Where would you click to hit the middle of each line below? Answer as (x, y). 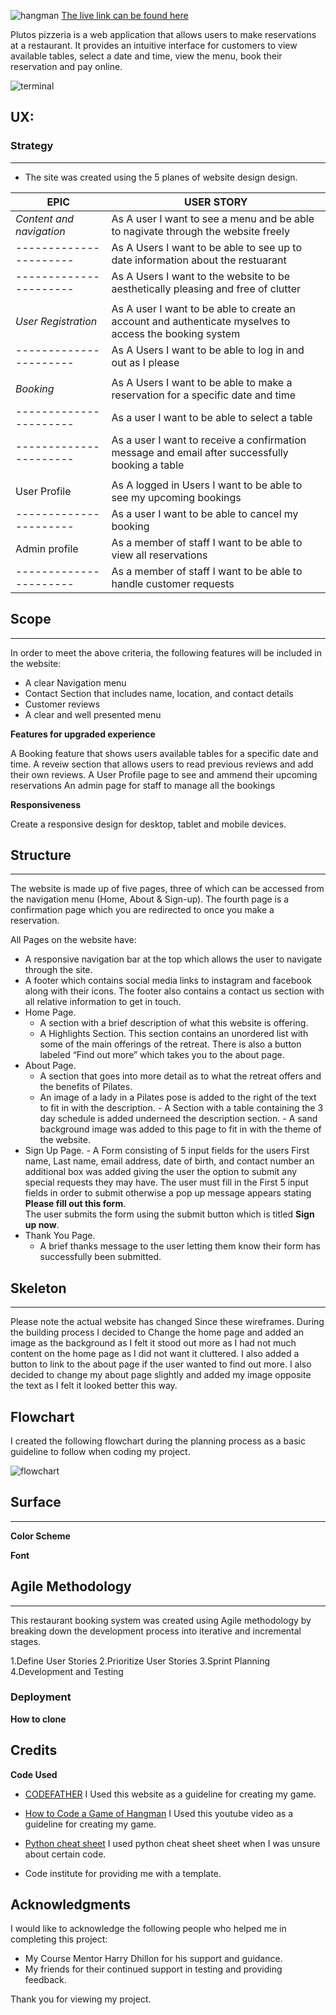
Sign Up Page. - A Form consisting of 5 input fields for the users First (167, 1151)
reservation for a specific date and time (203, 395)
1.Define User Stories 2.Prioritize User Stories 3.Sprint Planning (140, 1661)
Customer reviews (62, 704)
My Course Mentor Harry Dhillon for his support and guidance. (153, 1959)
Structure (41, 855)
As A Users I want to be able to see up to (207, 247)
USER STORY (216, 202)
